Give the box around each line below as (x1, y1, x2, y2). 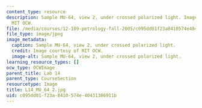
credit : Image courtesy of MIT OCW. (11, 48, 103, 54)
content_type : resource (6, 8, 66, 15)
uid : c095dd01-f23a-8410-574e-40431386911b (6, 92, 117, 98)
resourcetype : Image (6, 82, 58, 88)
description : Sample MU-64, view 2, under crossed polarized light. (6, 14, 182, 20)
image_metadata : (6, 37, 47, 43)
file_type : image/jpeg (6, 31, 63, 37)
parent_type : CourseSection (6, 76, 77, 82)
